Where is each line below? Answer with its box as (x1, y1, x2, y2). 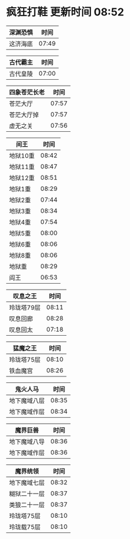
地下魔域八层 (9, 397, 45, 405)
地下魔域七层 (9, 478, 45, 486)
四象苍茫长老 (9, 88, 45, 96)
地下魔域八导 (9, 437, 45, 446)
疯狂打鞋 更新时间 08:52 (6, 5, 124, 19)
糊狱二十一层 (9, 489, 45, 498)
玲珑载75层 (9, 522, 41, 531)
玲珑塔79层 (9, 303, 41, 311)
